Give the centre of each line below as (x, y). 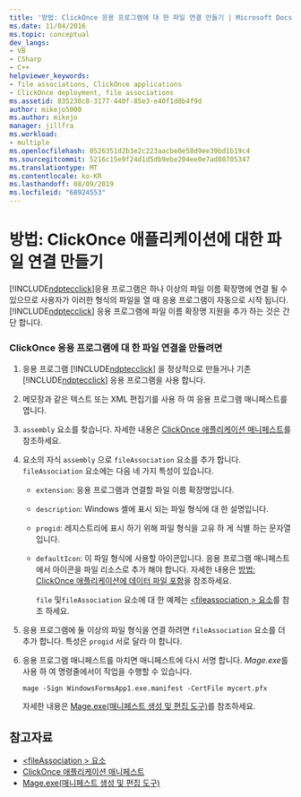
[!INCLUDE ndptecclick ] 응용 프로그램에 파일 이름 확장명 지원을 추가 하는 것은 (145, 311)
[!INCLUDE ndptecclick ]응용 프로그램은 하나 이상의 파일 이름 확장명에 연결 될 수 (149, 289)
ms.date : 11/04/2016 (48, 26)
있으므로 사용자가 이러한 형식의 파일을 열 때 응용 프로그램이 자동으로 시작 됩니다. (149, 299)
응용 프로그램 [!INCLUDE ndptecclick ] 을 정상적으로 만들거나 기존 (137, 369)
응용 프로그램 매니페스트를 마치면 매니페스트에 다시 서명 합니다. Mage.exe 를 (155, 661)
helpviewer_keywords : (50, 76)
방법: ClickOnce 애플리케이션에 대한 (137, 240)
